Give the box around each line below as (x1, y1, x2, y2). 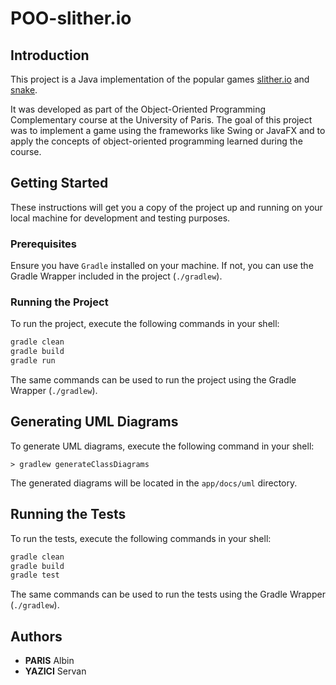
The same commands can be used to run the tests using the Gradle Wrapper (10, 588, 326, 601)
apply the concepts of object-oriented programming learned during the (10, 135, 303, 147)
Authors (10, 628, 63, 645)
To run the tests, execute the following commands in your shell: (10, 532, 272, 544)
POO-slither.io (10, 7, 132, 30)
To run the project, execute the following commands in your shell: (10, 318, 280, 330)
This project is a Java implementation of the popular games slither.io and (10, 73, 310, 85)
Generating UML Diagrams (10, 413, 179, 431)
